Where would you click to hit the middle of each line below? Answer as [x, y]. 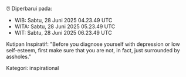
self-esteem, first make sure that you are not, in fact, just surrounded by [93, 50]
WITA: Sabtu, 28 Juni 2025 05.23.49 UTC [65, 26]
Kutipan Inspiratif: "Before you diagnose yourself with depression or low [93, 44]
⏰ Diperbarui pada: [29, 9]
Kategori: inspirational [33, 68]
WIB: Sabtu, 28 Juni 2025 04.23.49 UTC [63, 20]
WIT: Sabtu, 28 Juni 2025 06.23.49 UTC [63, 33]
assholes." [18, 56]
